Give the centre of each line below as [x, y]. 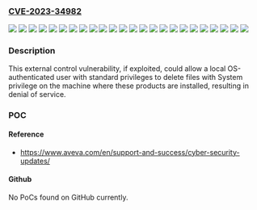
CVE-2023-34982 [45, 11]
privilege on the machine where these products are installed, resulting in [128, 86]
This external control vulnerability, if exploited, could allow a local [117, 68]
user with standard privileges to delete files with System [150, 77]
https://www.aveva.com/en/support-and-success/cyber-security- [130, 152]
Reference [26, 134]
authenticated [32, 77]
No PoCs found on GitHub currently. [68, 197]
